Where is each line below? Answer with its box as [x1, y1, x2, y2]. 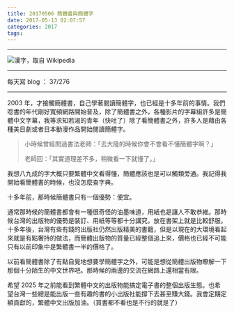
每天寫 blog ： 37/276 [7, 77, 70, 86]
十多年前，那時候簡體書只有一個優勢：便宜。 [7, 193, 136, 201]
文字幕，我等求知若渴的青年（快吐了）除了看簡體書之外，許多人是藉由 [19, 116, 221, 125]
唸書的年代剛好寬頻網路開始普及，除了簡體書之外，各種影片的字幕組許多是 [7, 107, 221, 116]
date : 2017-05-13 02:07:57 [7, 17, 86, 24]
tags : [7, 29, 23, 37]
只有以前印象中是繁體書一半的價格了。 [7, 243, 117, 251]
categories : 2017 [7, 23, 58, 30]
